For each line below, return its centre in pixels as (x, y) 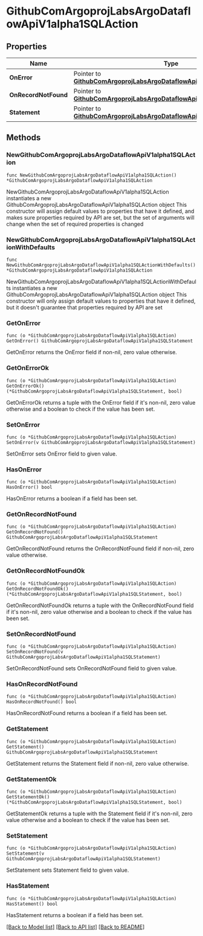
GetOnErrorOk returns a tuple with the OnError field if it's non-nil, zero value (101, 402)
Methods (24, 138)
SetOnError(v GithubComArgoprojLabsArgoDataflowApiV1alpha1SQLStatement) (101, 442)
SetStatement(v (25, 854)
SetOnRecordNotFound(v (35, 652)
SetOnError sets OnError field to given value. (62, 454)
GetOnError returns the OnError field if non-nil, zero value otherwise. (92, 352)
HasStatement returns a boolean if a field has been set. (75, 915)
